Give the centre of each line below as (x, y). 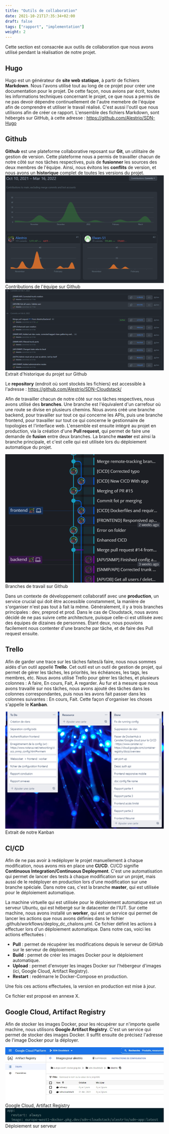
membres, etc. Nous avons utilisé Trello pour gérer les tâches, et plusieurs (82, 678)
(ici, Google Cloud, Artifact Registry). (51, 971)
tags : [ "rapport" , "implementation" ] (45, 27)
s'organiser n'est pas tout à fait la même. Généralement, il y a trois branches (84, 607)
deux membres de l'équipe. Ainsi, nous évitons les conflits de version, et (81, 167)
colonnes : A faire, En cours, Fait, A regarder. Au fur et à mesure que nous (82, 683)
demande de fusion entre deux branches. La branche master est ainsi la (80, 436)
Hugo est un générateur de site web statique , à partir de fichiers (72, 80)
